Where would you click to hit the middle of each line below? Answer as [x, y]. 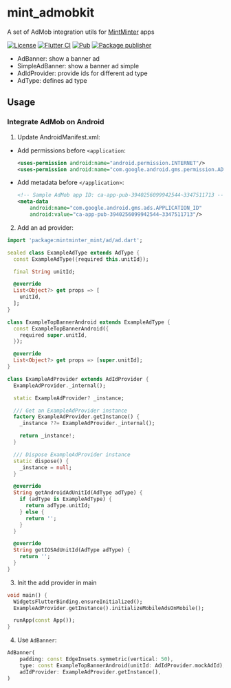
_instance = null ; [46, 467]
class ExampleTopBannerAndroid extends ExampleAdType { [89, 322]
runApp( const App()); [44, 620]
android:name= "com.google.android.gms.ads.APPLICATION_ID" [116, 208]
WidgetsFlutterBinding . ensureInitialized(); [78, 602]
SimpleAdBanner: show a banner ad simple [78, 66]
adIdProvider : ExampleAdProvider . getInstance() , [90, 672]
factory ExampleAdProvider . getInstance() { [76, 417]
